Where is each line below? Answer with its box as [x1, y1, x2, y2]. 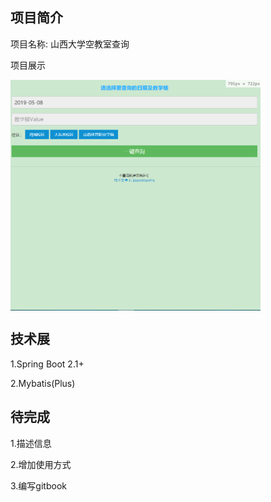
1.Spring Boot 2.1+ [10, 358, 85, 370]
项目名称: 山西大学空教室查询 [10, 38, 130, 50]
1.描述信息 [10, 437, 52, 449]
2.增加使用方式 [10, 458, 72, 470]
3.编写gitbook [10, 479, 67, 492]
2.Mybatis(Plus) [10, 377, 76, 389]
